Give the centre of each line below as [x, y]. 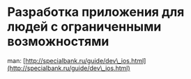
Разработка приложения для [96, 12]
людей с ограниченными [84, 27]
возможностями [58, 42]
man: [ [16, 60]
